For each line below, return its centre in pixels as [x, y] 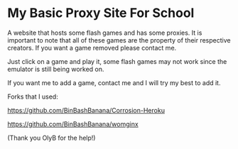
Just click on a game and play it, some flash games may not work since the [117, 61]
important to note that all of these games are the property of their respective [119, 40]
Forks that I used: [33, 96]
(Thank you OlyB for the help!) [52, 138]
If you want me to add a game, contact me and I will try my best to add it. [114, 82]
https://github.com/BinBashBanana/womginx [73, 124]
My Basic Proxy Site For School [101, 13]
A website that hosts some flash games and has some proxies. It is [105, 33]
